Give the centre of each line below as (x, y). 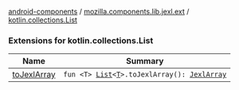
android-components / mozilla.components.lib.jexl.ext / (99, 12)
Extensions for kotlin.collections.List (81, 41)
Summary (145, 61)
